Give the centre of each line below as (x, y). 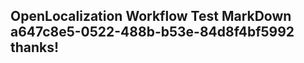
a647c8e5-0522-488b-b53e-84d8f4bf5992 (152, 32)
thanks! (35, 47)
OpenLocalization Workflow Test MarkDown (151, 16)
